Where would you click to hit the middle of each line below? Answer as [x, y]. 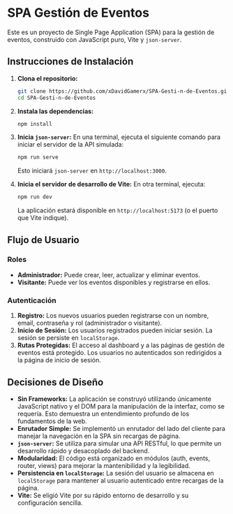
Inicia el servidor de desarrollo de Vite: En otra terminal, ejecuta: [111, 184]
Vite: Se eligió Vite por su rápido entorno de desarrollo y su [103, 495]
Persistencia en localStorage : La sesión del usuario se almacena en [115, 473]
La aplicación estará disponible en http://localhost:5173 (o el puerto [118, 210]
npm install [35, 124]
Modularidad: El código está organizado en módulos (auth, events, [114, 458]
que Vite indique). [43, 218]
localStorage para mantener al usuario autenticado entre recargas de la [121, 480]
